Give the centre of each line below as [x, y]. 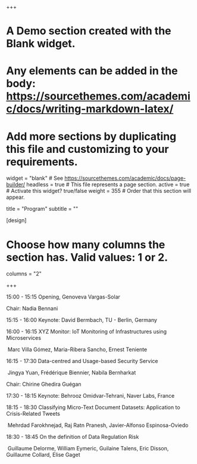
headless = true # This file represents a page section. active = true [108, 185]
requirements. [42, 162]
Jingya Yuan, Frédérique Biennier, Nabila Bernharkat [72, 373]
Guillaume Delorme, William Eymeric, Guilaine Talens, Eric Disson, [88, 448]
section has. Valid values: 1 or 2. [87, 257]
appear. [15, 197]
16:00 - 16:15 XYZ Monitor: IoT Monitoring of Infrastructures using [87, 331]
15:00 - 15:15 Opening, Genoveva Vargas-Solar [63, 297]
